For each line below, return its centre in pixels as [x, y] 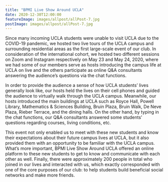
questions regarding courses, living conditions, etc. [58, 123]
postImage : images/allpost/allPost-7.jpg [49, 24]
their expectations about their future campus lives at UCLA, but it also [77, 138]
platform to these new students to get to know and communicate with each [83, 154]
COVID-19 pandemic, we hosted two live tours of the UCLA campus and [79, 44]
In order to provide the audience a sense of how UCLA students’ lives [77, 85]
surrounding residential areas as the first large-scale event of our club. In [81, 49]
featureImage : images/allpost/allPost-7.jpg [52, 19]
